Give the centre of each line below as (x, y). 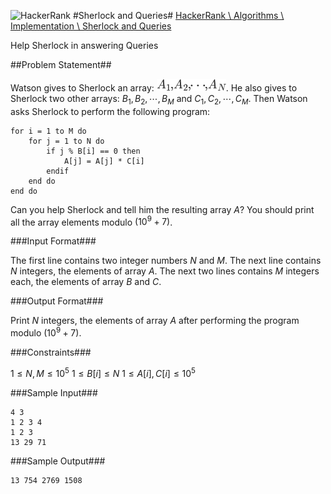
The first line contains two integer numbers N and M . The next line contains (166, 261)
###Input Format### (53, 241)
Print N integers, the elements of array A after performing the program (155, 321)
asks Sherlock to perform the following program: (110, 111)
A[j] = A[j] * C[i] (104, 161)
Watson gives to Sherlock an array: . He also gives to (154, 88)
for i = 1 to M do (48, 131)
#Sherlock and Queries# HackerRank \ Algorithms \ (178, 15)
